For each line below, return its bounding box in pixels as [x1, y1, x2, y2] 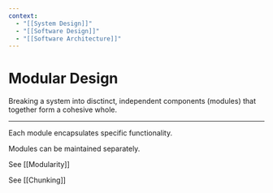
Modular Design [8, 70, 119, 88]
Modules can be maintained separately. [8, 144, 141, 154]
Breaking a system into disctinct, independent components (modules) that [8, 96, 256, 106]
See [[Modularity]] [8, 160, 71, 169]
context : [8, 11, 38, 20]
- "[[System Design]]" [15, 19, 93, 28]
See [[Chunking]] [8, 175, 67, 185]
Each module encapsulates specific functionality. [8, 128, 173, 138]
